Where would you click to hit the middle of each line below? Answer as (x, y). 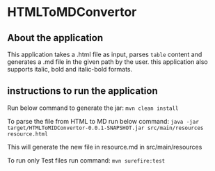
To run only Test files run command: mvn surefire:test (86, 160)
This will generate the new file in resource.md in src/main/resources (105, 147)
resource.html (28, 134)
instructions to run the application (82, 91)
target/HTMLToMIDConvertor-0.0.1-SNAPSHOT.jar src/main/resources (105, 128)
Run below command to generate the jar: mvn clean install (93, 108)
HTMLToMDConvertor (72, 12)
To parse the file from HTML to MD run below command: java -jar (103, 121)
